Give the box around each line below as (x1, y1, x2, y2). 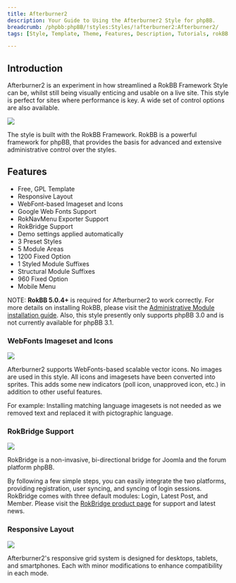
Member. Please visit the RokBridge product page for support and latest (7, 499, 216, 508)
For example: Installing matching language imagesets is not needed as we (7, 402, 222, 410)
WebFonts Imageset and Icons (7, 336, 113, 346)
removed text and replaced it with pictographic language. (7, 409, 174, 417)
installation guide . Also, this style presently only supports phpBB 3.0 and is (7, 311, 224, 319)
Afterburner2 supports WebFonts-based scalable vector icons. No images (7, 365, 222, 374)
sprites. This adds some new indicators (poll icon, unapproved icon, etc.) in (7, 380, 226, 389)
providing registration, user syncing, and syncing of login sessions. (7, 484, 202, 493)
